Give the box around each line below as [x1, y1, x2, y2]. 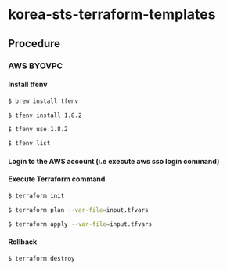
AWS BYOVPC [8, 60, 63, 71]
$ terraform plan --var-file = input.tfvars [8, 206, 149, 213]
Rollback [8, 237, 38, 246]
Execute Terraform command [8, 174, 106, 184]
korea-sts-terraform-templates [8, 5, 216, 24]
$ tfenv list [8, 140, 51, 148]
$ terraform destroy [8, 254, 76, 262]
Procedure [8, 37, 61, 50]
